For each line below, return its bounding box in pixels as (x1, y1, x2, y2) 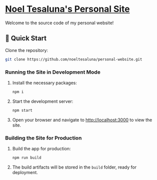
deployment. (12, 169, 38, 175)
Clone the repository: (5, 47, 48, 53)
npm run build (12, 155, 41, 160)
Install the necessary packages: (12, 80, 78, 86)
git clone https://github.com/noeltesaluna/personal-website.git (5, 57, 142, 62)
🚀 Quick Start (5, 34, 47, 43)
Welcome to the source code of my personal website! (5, 20, 114, 26)
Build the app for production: (12, 145, 71, 151)
